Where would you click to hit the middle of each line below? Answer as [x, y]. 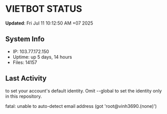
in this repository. [24, 96]
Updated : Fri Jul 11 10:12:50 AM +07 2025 [49, 23]
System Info [25, 39]
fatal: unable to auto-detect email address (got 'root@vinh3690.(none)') [81, 106]
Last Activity [26, 78]
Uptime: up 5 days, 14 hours [42, 57]
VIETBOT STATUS [44, 9]
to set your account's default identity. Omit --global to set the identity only [84, 90]
